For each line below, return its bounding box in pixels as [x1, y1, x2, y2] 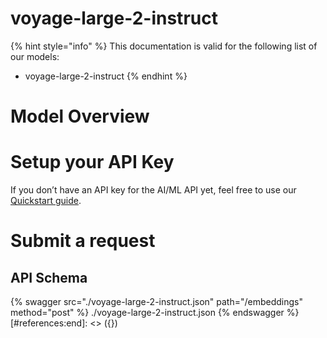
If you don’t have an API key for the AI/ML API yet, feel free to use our [10, 184, 297, 196]
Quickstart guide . [10, 195, 82, 207]
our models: [10, 50, 60, 62]
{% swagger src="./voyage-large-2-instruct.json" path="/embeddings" [10, 296, 304, 308]
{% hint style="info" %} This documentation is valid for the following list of [10, 40, 318, 52]
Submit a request [10, 230, 156, 252]
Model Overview [10, 105, 150, 128]
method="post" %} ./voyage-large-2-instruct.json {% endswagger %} [10, 307, 300, 319]
